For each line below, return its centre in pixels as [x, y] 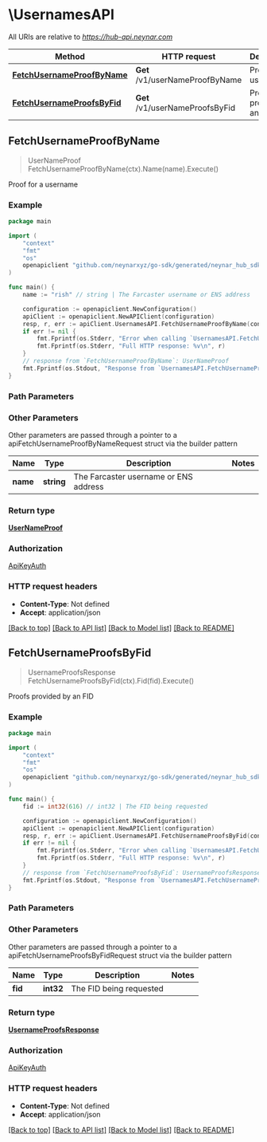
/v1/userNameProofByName [189, 80]
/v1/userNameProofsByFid [186, 108]
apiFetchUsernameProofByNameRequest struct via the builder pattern [123, 443]
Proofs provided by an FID [51, 696]
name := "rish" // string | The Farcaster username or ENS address [136, 295]
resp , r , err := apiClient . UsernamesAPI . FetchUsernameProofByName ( [136, 324]
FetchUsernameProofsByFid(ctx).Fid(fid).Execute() [111, 680]
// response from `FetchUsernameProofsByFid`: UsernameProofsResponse [142, 872]
